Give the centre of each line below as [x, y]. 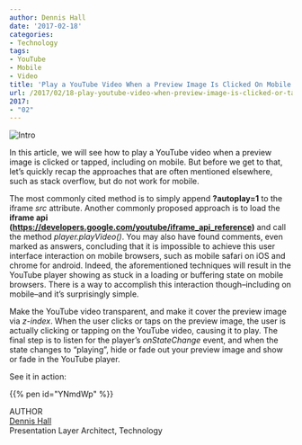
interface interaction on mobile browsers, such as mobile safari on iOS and [147, 256]
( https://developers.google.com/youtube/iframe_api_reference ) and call [147, 227]
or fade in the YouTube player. [65, 360]
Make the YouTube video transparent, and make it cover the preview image [148, 312]
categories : [31, 34]
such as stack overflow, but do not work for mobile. [104, 182]
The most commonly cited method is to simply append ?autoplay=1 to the [146, 199]
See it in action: [38, 377]
